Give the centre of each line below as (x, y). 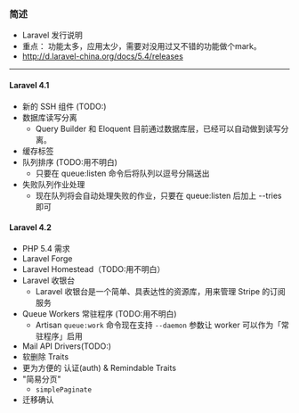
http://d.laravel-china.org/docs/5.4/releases (103, 56)
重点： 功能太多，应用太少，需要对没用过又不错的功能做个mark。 (142, 46)
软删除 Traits (45, 356)
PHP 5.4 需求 (46, 248)
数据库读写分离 (49, 117)
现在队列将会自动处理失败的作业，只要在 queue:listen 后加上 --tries (158, 195)
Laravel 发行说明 (52, 35)
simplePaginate (63, 390)
